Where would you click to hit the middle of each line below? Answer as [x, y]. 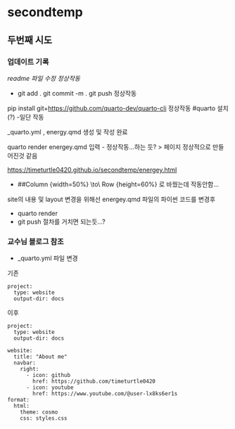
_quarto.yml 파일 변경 [48, 258]
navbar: [25, 363]
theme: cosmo [39, 412]
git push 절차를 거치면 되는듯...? [61, 222]
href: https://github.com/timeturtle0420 [94, 382]
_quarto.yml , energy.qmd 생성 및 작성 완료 [68, 132]
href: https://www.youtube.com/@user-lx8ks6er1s [105, 394]
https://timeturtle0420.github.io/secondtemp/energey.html [92, 169]
